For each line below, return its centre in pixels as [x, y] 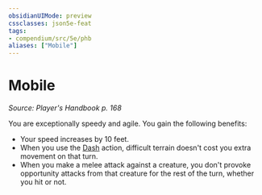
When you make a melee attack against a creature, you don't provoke [135, 165]
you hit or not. [43, 182]
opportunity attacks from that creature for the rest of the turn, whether [137, 173]
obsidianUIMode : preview [50, 16]
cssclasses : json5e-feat [50, 23]
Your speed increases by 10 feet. [74, 139]
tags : [17, 31]
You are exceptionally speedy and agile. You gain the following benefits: [128, 124]
